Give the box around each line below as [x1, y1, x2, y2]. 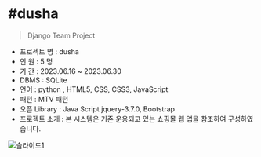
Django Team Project [27, 31, 96, 40]
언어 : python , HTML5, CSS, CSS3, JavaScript [19, 84, 169, 94]
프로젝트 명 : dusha [19, 46, 80, 56]
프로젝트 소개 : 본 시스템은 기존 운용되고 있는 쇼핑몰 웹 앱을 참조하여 [19, 114, 227, 123]
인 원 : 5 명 [19, 57, 53, 66]
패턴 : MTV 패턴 [19, 94, 69, 104]
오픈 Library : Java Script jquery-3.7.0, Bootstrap [19, 104, 175, 114]
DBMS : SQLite [19, 75, 68, 85]
